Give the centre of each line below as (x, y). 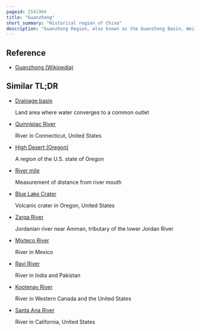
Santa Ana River (35, 310)
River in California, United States (55, 321)
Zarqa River (29, 217)
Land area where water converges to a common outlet (82, 112)
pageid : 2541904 (26, 12)
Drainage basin (34, 100)
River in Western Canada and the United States (73, 299)
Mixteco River (32, 240)
